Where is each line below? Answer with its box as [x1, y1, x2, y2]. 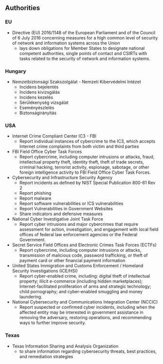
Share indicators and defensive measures [19, 211, 103, 217]
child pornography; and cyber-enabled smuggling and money [19, 289, 143, 295]
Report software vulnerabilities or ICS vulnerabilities [19, 201, 124, 206]
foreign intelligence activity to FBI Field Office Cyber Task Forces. [19, 169, 151, 175]
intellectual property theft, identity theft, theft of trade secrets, [19, 159, 145, 165]
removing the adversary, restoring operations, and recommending [19, 315, 152, 321]
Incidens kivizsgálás [19, 89, 60, 95]
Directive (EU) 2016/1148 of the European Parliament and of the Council [12, 29, 156, 36]
